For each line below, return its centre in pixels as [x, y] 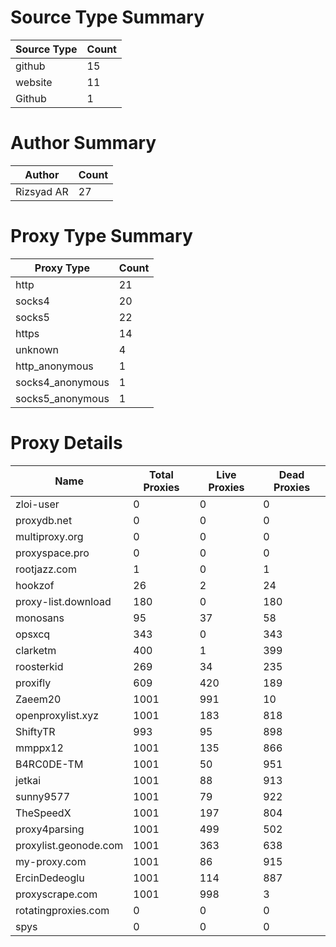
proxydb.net [44, 520]
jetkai [28, 780]
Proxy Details [66, 443]
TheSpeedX [43, 813]
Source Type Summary [107, 17]
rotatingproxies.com [62, 910]
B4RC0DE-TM [49, 764]
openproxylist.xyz [57, 715]
